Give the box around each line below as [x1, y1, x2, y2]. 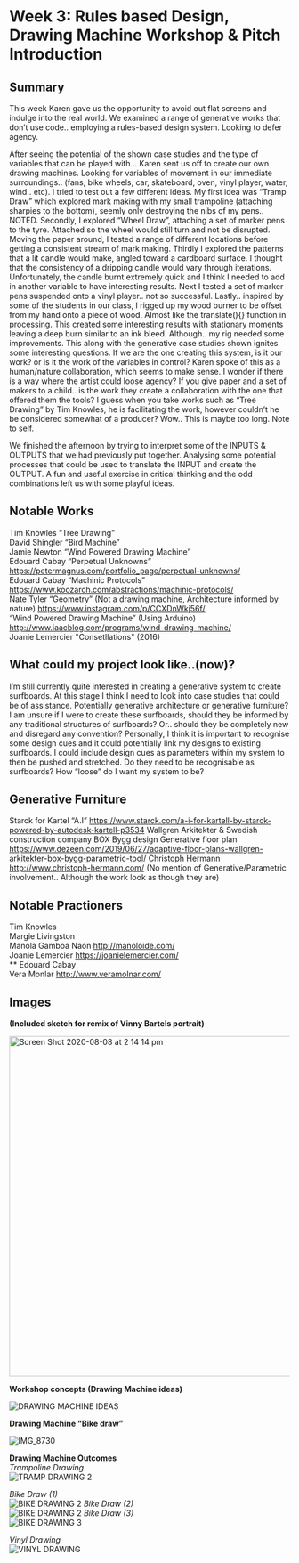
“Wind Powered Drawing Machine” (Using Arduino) [9, 612, 197, 623]
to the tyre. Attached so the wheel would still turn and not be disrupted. [9, 224, 271, 235]
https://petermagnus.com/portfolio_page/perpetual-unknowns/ [9, 565, 241, 576]
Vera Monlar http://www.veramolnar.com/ [9, 968, 162, 980]
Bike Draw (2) [83, 1498, 134, 1510]
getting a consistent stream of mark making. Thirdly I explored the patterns [9, 243, 284, 254]
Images [9, 994, 52, 1009]
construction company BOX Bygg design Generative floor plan [9, 834, 238, 845]
